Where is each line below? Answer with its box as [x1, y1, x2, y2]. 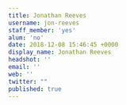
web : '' [8, 70, 34, 78]
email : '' [8, 63, 41, 71]
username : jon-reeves [8, 19, 80, 27]
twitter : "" [8, 77, 48, 85]
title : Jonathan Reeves [8, 11, 87, 20]
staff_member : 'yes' [8, 26, 77, 34]
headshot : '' [8, 56, 52, 64]
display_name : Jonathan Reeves [8, 48, 112, 56]
